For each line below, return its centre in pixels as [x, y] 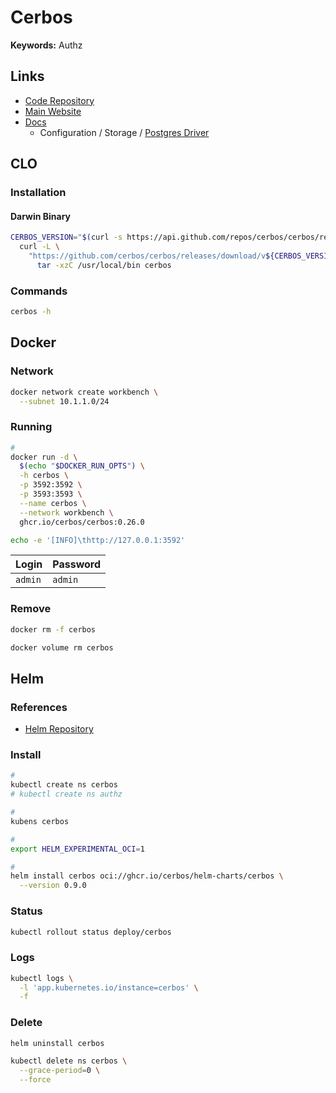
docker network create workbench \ [84, 392]
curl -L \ [39, 247]
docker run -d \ [44, 457]
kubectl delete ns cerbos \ [69, 1061]
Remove [31, 609]
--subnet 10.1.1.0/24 [64, 401]
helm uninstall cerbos [57, 1043]
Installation [38, 193]
